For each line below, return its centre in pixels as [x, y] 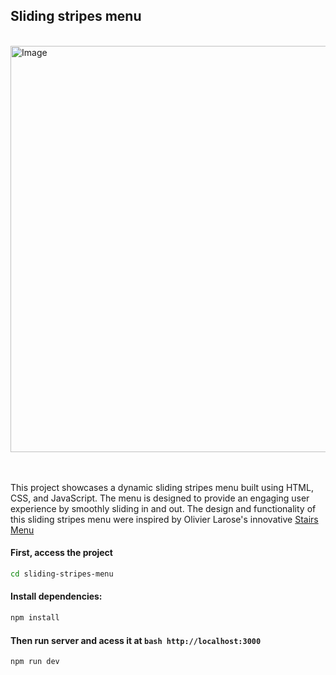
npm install [35, 618]
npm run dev [35, 662]
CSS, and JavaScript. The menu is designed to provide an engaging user [160, 498]
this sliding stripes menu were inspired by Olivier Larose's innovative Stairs [164, 519]
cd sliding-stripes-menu [62, 574]
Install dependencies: [56, 596]
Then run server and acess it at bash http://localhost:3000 [136, 640]
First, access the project [61, 553]
